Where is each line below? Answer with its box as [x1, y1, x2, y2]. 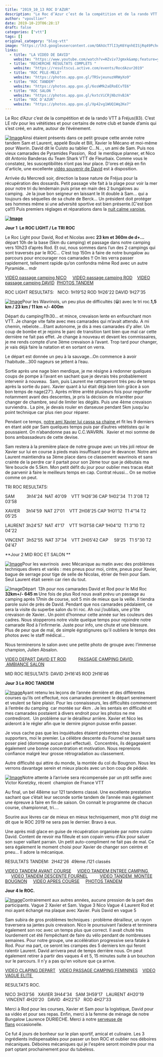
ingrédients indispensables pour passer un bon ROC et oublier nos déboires [5, 1036, 157, 1041]
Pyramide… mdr [5, 265, 37, 271]
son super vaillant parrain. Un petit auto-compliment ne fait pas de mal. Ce [5, 839, 154, 844]
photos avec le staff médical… [5, 632, 65, 638]
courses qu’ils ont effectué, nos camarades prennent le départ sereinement [5, 695, 156, 700]
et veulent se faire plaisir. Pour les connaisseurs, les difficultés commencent [5, 700, 157, 706]
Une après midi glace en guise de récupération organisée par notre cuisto [5, 828, 153, 834]
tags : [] [5, 34, 23, 39]
